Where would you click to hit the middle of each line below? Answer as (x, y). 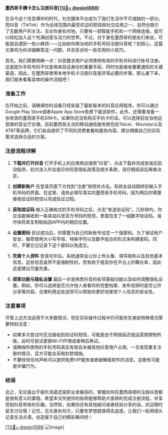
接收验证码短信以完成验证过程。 (45, 199)
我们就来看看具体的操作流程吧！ (38, 79)
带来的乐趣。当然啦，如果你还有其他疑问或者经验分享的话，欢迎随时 (92, 405)
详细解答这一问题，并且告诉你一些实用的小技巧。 (77, 50)
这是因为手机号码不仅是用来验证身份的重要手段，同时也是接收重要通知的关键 (84, 67)
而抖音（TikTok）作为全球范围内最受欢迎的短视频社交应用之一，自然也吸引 (82, 25)
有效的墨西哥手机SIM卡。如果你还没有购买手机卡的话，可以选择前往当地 (83, 118)
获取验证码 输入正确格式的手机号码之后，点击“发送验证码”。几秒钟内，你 (87, 209)
